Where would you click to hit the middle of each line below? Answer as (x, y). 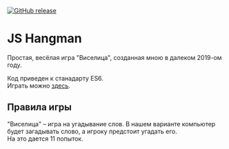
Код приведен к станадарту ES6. (55, 78)
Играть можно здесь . (39, 86)
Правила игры (40, 107)
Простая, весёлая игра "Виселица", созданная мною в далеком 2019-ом (114, 57)
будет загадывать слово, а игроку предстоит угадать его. (92, 131)
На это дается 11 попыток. (46, 139)
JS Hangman (44, 39)
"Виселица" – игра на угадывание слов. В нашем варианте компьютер (111, 123)
